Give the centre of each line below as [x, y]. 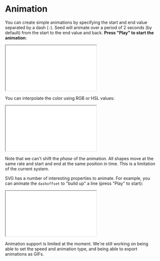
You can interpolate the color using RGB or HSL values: [60, 98]
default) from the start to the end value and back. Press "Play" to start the [80, 33]
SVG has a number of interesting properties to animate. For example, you [78, 178]
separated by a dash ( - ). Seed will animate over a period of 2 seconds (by [79, 27]
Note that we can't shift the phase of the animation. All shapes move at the [79, 158]
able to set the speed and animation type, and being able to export [71, 249]
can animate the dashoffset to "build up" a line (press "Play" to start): [74, 183]
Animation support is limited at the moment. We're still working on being [77, 244]
